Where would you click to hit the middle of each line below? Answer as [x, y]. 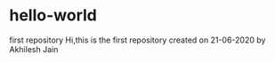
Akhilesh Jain [34, 49]
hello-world [53, 15]
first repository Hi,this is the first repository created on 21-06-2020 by [137, 40]
